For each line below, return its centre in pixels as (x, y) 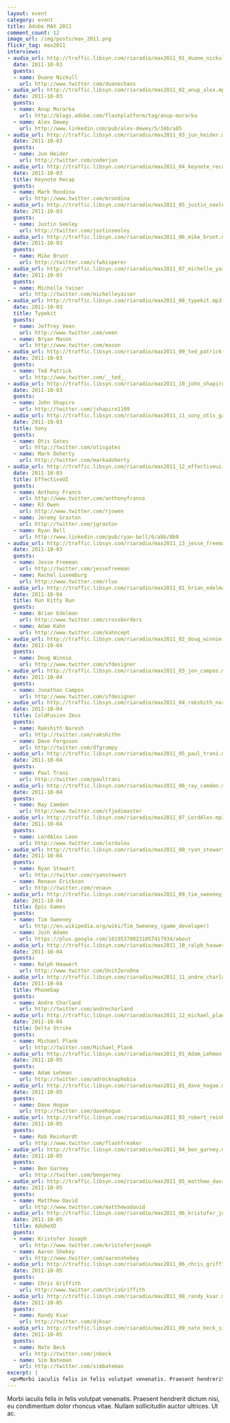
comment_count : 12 (33, 33)
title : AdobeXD (35, 1226)
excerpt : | (23, 1373)
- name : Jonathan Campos (49, 690)
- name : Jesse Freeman (46, 563)
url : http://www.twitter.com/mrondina (75, 199)
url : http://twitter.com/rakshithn (70, 734)
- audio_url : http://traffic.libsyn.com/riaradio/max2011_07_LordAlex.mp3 (116, 818)
